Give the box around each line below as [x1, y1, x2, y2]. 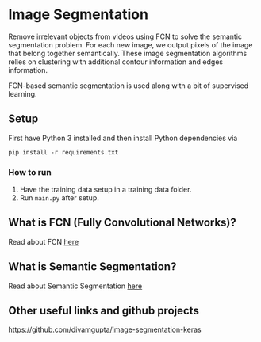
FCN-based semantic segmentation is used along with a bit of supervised [8, 81, 249, 90]
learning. [8, 89, 37, 98]
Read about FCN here [8, 237, 79, 246]
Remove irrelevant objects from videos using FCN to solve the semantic [8, 32, 243, 41]
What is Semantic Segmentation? [8, 260, 177, 274]
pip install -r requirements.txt [8, 148, 119, 156]
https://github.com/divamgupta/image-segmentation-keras [8, 325, 202, 334]
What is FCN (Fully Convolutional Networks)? [8, 216, 236, 230]
